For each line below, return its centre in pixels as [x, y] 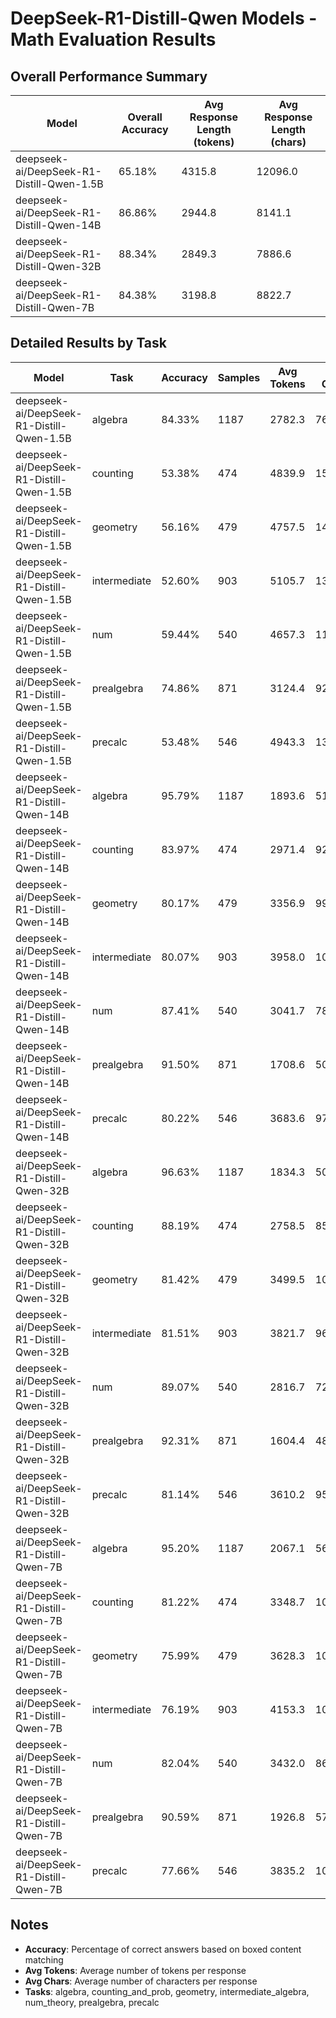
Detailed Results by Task [89, 343]
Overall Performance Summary [109, 76]
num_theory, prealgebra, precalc [92, 2002]
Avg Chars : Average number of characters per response [141, 1981]
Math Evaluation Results [113, 39]
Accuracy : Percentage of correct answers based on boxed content [163, 1949]
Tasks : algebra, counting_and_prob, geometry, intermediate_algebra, [167, 1991]
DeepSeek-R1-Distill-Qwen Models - [164, 18]
